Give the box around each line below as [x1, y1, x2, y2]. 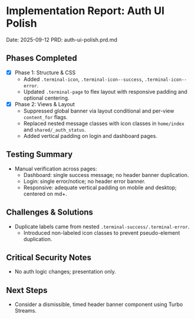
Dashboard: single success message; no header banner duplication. [23, 171, 189, 178]
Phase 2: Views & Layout [14, 100, 75, 107]
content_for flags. [23, 113, 68, 120]
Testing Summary [6, 149, 73, 160]
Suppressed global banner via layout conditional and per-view [23, 107, 174, 114]
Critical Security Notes [6, 252, 92, 262]
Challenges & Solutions [6, 208, 93, 218]
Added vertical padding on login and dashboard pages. [23, 132, 158, 139]
